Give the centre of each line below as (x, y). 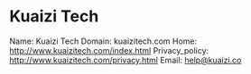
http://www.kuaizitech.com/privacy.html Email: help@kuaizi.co (125, 60)
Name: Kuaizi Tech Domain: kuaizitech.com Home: (103, 41)
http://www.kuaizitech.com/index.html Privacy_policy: (109, 50)
